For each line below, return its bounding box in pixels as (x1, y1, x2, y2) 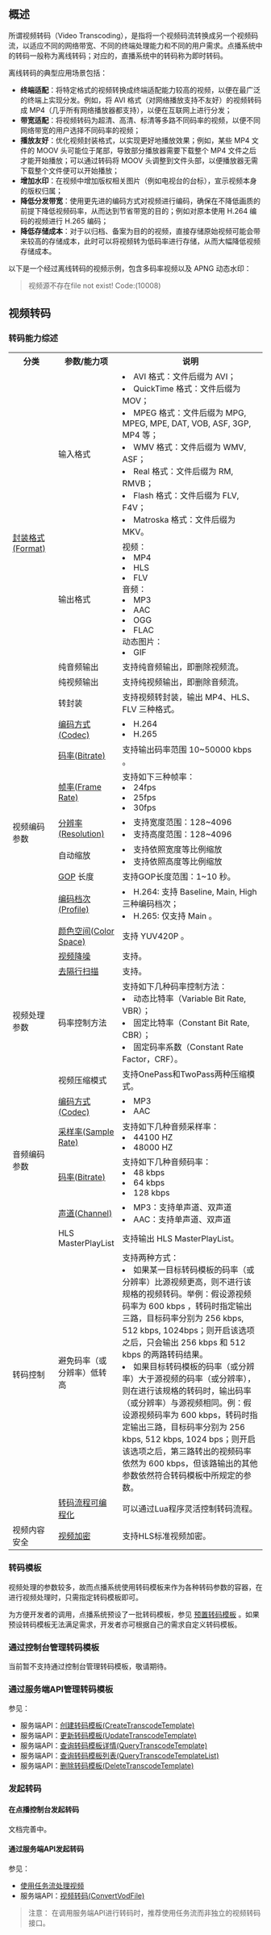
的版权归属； (19, 186, 63, 195)
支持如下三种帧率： (122, 771, 195, 782)
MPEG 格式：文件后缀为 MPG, (132, 407, 247, 418)
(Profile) (57, 903, 90, 915)
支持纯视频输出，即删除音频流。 (122, 676, 244, 687)
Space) (57, 936, 86, 947)
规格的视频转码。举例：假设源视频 (122, 1288, 252, 1299)
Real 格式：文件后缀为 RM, (132, 465, 234, 477)
